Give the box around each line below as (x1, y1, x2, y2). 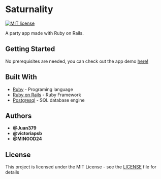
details (5, 169, 19, 175)
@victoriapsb (12, 130, 42, 137)
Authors (5, 111, 32, 120)
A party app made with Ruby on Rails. (5, 30, 84, 36)
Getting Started (5, 44, 55, 54)
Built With (5, 73, 37, 81)
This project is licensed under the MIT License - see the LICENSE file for (5, 164, 156, 170)
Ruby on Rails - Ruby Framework (12, 92, 81, 98)
